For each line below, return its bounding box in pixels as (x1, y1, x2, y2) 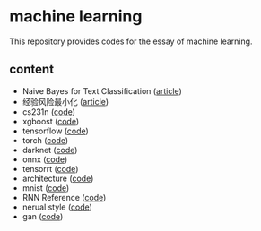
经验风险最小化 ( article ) (22, 96, 109, 107)
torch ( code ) (22, 134, 69, 145)
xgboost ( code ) (22, 115, 80, 126)
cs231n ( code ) (22, 106, 76, 117)
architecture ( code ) (22, 173, 94, 184)
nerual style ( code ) (22, 201, 92, 212)
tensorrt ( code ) (22, 163, 79, 174)
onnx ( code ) (22, 154, 68, 165)
